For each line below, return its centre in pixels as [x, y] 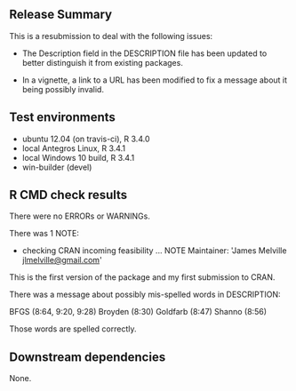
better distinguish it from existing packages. [103, 62]
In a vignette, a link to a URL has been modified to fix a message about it [154, 80]
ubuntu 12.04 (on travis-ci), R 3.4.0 [86, 139]
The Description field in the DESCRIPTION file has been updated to [144, 53]
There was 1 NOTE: [44, 234]
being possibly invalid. [63, 89]
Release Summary [61, 15]
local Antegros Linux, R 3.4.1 [74, 148]
